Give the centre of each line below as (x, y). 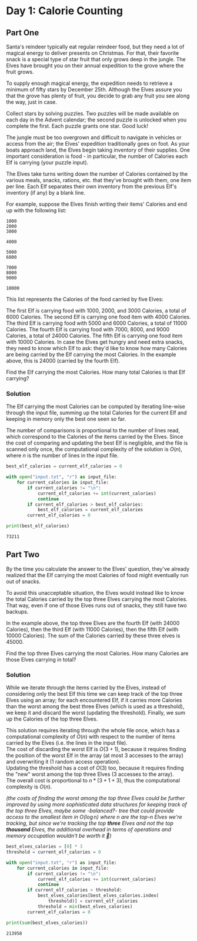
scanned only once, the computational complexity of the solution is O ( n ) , (94, 449)
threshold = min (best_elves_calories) (85, 906)
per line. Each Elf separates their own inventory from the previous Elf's (91, 186)
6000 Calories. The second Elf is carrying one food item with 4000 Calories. (98, 317)
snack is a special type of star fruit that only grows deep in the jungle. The (96, 59)
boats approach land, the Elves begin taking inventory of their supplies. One (98, 150)
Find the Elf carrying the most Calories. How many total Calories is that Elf (96, 372)
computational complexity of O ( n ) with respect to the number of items (91, 737)
